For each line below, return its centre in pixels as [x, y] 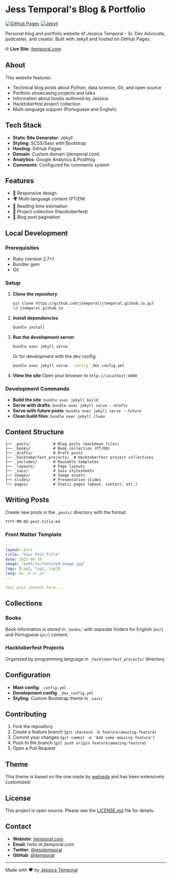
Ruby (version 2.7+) [33, 259]
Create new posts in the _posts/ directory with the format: [66, 512]
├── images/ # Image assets [45, 475]
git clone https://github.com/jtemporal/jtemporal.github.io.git [83, 303]
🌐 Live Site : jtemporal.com [33, 49]
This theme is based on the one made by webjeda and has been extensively [85, 777]
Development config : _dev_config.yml [53, 693]
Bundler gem [26, 264]
